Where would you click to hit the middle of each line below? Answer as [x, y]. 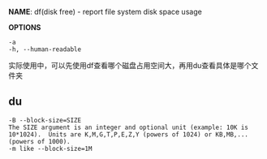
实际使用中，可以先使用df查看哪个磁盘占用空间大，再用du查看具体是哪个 [130, 65]
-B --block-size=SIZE [45, 120]
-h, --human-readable [45, 49]
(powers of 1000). [39, 141]
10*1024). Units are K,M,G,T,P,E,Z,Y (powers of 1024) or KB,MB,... [129, 134]
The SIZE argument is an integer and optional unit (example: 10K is [129, 127]
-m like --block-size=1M [50, 148]
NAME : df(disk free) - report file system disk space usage [106, 12]
